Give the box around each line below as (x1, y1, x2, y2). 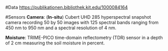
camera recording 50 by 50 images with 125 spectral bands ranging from (5, 20, 159, 25)
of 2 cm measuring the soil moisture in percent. (5, 40, 105, 46)
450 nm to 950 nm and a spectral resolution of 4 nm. (5, 25, 116, 31)
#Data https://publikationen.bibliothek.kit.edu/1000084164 (5, 5, 128, 10)
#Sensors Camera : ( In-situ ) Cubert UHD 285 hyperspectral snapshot (5, 14, 152, 20)
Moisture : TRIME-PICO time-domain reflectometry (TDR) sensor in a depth (5, 35, 163, 40)
